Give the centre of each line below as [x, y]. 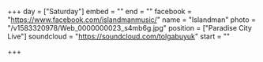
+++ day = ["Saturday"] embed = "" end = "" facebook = [100, 11]
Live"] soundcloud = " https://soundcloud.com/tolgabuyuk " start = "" [119, 36]
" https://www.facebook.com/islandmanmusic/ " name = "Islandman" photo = [131, 20]
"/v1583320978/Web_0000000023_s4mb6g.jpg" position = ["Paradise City [130, 28]
